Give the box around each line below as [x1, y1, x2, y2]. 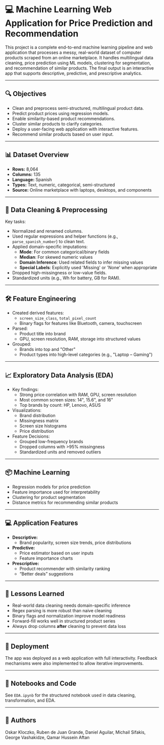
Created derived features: [12, 310, 64, 316]
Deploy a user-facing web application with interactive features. [12, 126, 139, 132]
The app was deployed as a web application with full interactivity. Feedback [5, 655, 158, 661]
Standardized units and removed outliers [19, 449, 102, 455]
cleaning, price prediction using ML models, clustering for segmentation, [5, 60, 151, 66]
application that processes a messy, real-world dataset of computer [5, 50, 142, 55]
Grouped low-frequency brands [19, 439, 83, 444]
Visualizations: [12, 407, 41, 413]
